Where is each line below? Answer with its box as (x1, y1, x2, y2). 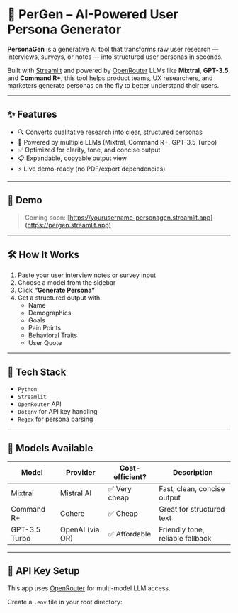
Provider (66, 468, 96, 477)
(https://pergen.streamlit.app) (24, 220, 112, 229)
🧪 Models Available (7, 442, 93, 454)
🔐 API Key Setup (7, 565, 80, 577)
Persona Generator (7, 21, 122, 38)
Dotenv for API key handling (17, 407, 98, 416)
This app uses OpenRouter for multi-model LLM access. (7, 584, 171, 592)
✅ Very (108, 484, 132, 493)
